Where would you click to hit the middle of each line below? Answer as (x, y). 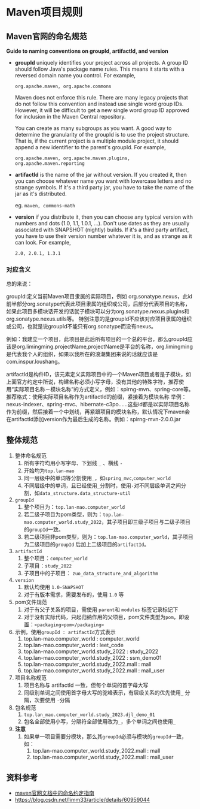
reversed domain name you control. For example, (75, 75)
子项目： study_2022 (48, 566)
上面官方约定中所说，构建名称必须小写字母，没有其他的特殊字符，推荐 (93, 382)
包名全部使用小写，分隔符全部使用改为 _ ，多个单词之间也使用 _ (100, 722)
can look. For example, (43, 242)
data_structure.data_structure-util (85, 494)
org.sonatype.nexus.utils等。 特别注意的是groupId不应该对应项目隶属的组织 (99, 319)
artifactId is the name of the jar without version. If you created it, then (101, 175)
